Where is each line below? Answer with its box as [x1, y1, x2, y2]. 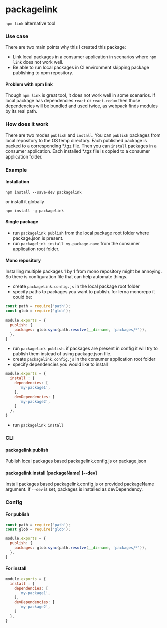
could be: [12, 294, 33, 300]
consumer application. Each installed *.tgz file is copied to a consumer [5, 148, 150, 154]
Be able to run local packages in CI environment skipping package [12, 64, 149, 71]
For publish [5, 511, 29, 517]
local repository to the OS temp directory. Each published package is [5, 137, 147, 143]
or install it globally [5, 198, 44, 204]
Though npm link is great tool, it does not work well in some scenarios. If [5, 92, 155, 98]
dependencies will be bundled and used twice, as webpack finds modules [5, 103, 158, 109]
